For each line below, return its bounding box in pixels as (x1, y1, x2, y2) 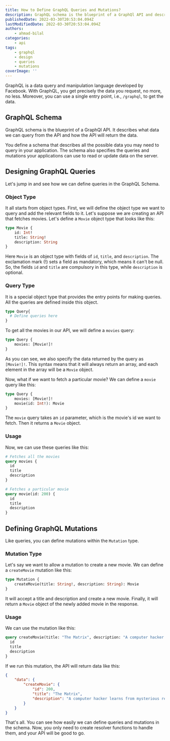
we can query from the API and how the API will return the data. (5, 132, 138, 138)
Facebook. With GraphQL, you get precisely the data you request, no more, (5, 88, 162, 94)
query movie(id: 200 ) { (5, 491, 56, 497)
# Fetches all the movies (5, 454, 60, 459)
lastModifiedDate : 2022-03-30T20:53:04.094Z (5, 21, 101, 27)
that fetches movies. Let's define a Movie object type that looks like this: (5, 216, 155, 222)
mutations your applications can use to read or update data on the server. (5, 152, 158, 158)
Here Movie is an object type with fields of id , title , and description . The (5, 254, 159, 260)
